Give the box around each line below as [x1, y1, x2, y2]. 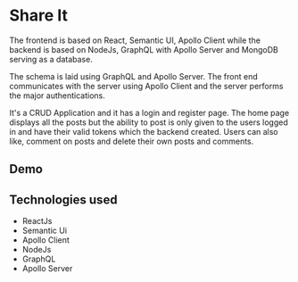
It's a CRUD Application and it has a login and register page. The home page [9, 107, 290, 118]
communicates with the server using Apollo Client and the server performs [9, 80, 284, 91]
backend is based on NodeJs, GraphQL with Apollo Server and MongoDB [9, 44, 279, 54]
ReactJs [21, 216, 53, 227]
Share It [9, 5, 69, 26]
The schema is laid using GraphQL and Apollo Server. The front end [9, 70, 258, 81]
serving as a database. [9, 54, 94, 64]
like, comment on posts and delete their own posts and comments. [9, 136, 254, 146]
